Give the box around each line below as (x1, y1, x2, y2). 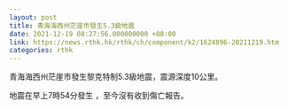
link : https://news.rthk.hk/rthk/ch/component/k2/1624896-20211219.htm (9, 37, 279, 47)
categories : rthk (9, 46, 74, 55)
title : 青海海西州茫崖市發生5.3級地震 (9, 21, 136, 30)
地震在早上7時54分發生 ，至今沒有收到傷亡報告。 (9, 90, 189, 101)
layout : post (9, 12, 58, 22)
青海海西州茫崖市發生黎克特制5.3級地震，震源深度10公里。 (9, 72, 223, 82)
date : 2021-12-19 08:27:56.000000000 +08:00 (9, 29, 176, 38)
